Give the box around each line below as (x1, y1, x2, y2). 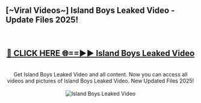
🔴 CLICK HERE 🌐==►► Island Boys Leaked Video (6, 48, 195, 58)
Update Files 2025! (5, 15, 79, 25)
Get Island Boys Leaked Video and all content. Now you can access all (13, 70, 188, 78)
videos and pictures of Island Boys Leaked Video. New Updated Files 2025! (7, 77, 194, 84)
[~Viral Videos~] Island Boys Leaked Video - (5, 5, 175, 16)
